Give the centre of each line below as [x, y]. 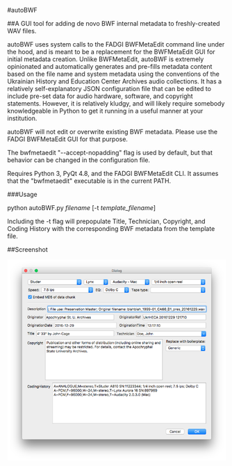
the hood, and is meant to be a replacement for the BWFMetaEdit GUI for [111, 52]
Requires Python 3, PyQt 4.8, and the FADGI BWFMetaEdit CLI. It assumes [113, 174]
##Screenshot [27, 249]
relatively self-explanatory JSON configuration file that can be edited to [109, 89]
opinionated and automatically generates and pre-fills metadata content [110, 66]
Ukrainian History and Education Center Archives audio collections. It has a [115, 81]
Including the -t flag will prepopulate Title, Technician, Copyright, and [107, 221]
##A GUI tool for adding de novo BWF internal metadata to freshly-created [114, 23]
